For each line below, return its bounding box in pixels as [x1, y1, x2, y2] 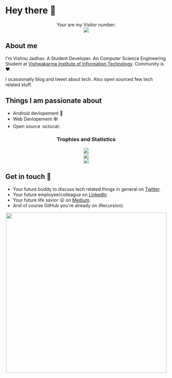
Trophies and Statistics [56, 136, 116, 143]
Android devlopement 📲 [12, 110, 63, 116]
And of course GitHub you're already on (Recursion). [12, 202, 125, 208]
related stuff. [5, 82, 32, 88]
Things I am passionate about [5, 96, 102, 105]
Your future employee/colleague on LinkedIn [12, 191, 107, 197]
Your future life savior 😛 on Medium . [12, 197, 91, 203]
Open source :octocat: [12, 123, 61, 129]
